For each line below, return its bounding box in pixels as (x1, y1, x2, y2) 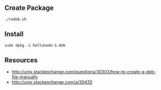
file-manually (11, 74, 38, 80)
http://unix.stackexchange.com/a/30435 (11, 79, 93, 85)
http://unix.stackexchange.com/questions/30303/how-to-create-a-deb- (11, 69, 156, 75)
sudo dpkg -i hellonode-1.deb (4, 43, 66, 48)
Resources (4, 56, 38, 65)
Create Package (4, 4, 54, 12)
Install (4, 30, 24, 38)
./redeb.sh (4, 17, 27, 21)
